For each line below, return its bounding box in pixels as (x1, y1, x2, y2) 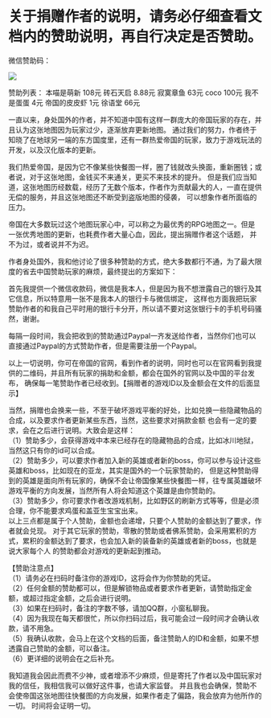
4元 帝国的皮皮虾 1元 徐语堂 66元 (31, 97, 141, 107)
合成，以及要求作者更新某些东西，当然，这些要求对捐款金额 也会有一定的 (8, 415, 250, 425)
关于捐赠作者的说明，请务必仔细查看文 (8, 7, 263, 26)
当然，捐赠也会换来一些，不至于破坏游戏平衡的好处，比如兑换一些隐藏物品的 (8, 405, 262, 415)
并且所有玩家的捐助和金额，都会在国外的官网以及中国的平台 (50, 367, 248, 378)
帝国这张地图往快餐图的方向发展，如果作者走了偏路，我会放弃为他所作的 (22, 691, 262, 700)
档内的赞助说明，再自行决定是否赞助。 (8, 27, 263, 46)
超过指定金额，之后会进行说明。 (29, 593, 135, 603)
